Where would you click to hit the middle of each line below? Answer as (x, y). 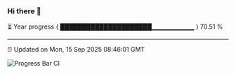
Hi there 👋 (25, 11)
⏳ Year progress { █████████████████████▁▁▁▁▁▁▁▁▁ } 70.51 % (115, 27)
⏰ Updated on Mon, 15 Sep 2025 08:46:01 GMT (76, 50)
